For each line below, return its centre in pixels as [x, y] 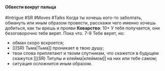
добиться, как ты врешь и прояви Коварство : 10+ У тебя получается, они [82, 28]
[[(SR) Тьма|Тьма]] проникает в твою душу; [58, 48]
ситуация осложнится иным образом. [52, 64]
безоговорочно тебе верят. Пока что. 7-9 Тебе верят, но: [65, 33]
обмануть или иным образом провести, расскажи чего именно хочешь [81, 23]
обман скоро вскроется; [38, 43]
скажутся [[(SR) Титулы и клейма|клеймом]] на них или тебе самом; [85, 58]
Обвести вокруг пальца [31, 7]
